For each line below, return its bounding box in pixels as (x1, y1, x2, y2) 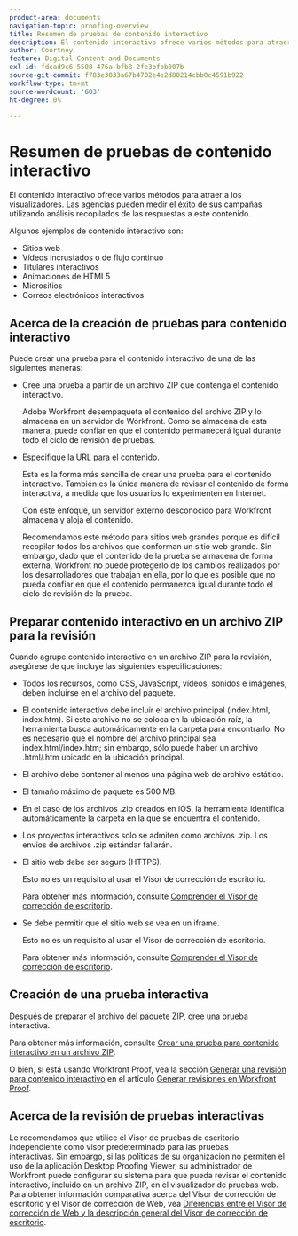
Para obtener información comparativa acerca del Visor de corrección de (9, 1188, 277, 1199)
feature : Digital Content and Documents (9, 54, 161, 63)
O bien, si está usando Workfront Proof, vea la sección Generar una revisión (9, 1064, 286, 1075)
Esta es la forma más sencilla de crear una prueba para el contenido (21, 469, 271, 480)
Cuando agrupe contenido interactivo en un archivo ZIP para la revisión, (9, 651, 272, 662)
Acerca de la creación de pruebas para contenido (9, 316, 287, 331)
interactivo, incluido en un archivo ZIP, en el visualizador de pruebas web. (9, 1179, 279, 1190)
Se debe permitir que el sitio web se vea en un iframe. (21, 917, 220, 928)
